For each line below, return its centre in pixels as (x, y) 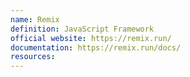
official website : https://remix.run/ (91, 38)
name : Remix (35, 19)
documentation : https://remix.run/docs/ (96, 47)
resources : (33, 57)
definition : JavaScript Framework (82, 29)
